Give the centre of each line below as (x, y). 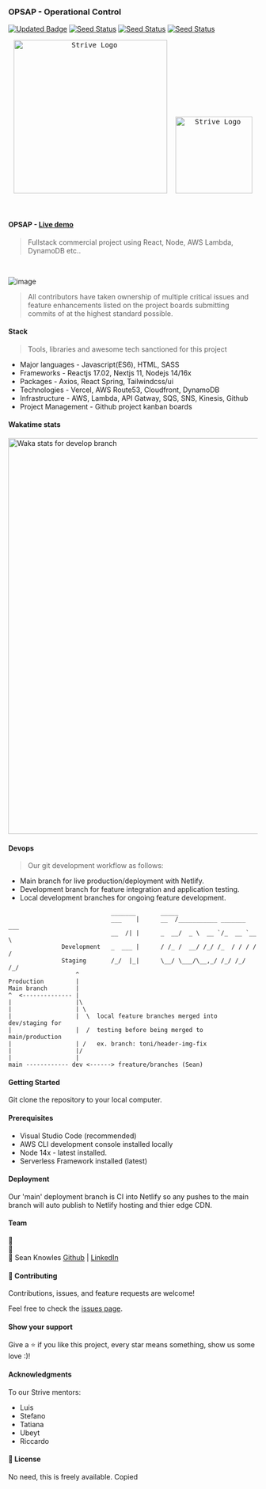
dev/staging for (35, 1023)
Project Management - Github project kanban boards (106, 406)
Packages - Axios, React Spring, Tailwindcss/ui (97, 381)
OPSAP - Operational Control (65, 12)
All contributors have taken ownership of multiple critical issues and (138, 296)
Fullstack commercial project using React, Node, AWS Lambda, (130, 242)
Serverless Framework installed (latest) (84, 1161)
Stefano (32, 1415)
